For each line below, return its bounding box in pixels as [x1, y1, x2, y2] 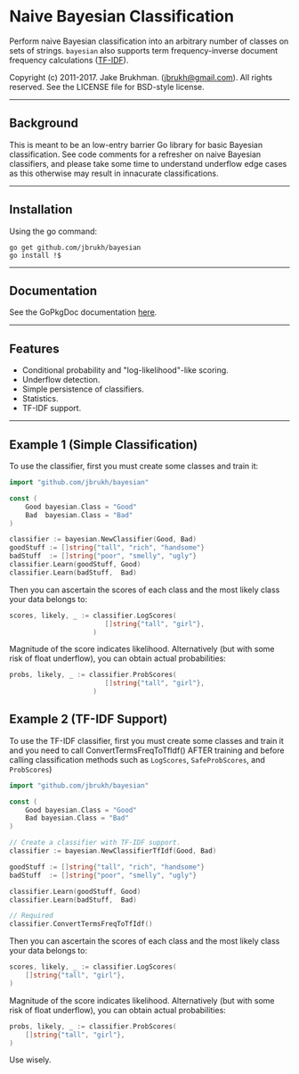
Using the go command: [9, 226, 98, 236]
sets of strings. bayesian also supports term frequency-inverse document [9, 45, 279, 55]
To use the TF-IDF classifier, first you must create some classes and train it [9, 735, 285, 746]
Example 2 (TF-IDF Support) [9, 712, 168, 727]
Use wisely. [9, 1054, 52, 1065]
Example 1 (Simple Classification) [9, 437, 198, 452]
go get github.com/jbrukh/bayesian [9, 243, 141, 252]
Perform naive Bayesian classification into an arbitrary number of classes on [9, 36, 289, 46]
